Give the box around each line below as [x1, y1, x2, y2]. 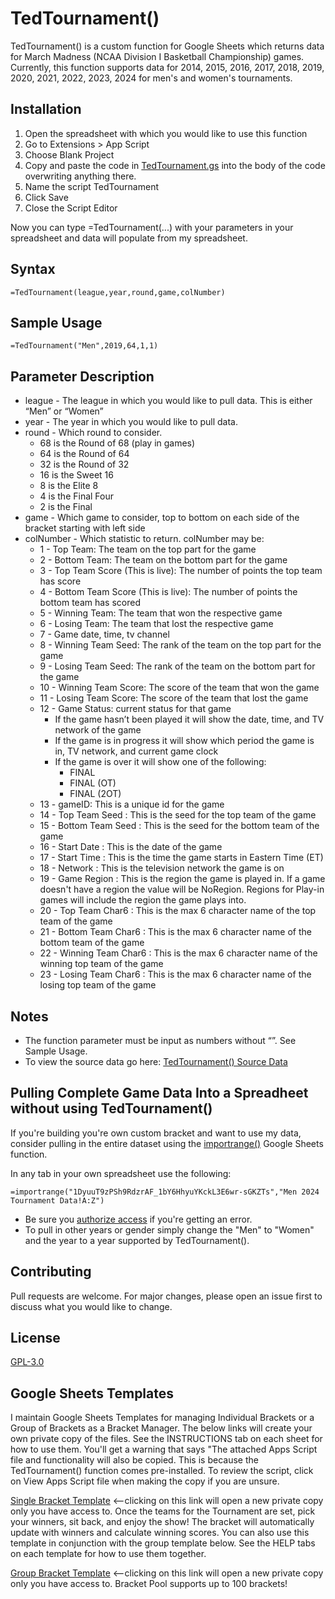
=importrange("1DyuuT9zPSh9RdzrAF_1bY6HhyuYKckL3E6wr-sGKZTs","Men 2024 [10, 1187, 320, 1197]
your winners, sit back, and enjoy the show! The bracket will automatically [10, 1516, 315, 1528]
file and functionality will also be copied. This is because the [10, 1454, 259, 1466]
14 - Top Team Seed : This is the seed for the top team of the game [39, 809, 317, 821]
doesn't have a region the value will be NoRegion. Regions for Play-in [39, 883, 325, 896]
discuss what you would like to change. [10, 1300, 173, 1312]
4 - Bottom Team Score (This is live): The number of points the [39, 586, 298, 598]
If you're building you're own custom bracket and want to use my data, [10, 1127, 302, 1139]
